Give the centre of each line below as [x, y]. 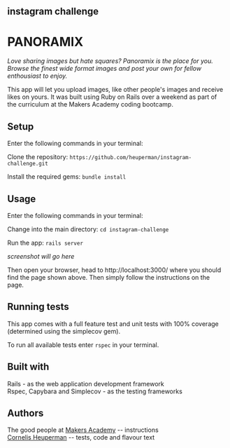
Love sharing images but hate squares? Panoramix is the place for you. [110, 61]
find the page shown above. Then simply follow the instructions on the [109, 277]
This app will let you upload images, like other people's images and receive [115, 90]
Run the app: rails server [45, 243]
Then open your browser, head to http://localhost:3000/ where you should [114, 270]
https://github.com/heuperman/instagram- [131, 158]
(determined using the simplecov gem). [64, 331]
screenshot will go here [41, 256]
